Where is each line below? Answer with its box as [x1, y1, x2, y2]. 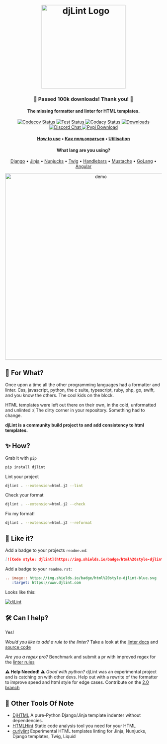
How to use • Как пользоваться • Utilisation [37, 136, 130, 142]
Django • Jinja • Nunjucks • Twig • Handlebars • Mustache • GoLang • [10, 158, 157, 164]
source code [5, 644, 31, 650]
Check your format [5, 492, 44, 498]
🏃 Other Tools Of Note [5, 699, 74, 707]
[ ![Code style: [5, 557, 37, 562]
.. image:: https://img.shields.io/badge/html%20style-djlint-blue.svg [5, 576, 157, 580]
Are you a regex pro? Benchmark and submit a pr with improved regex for [5, 654, 156, 660]
